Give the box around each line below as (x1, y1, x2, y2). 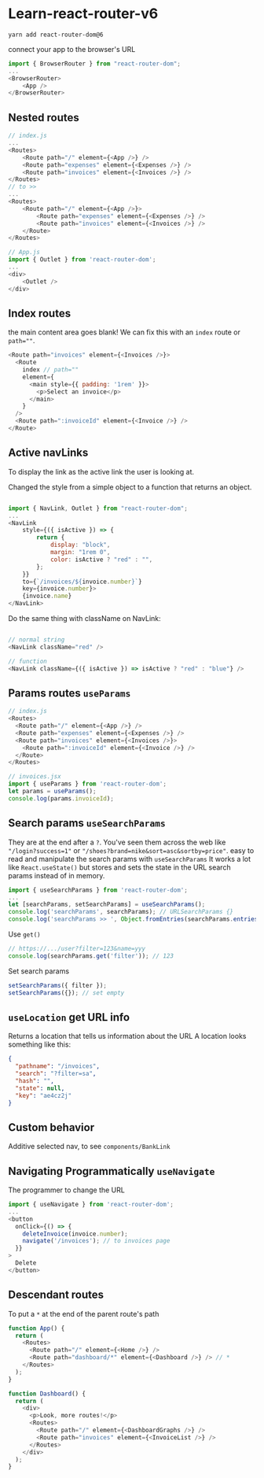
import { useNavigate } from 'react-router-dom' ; (8, 1201, 174, 1209)
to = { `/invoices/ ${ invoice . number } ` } (22, 578, 143, 586)
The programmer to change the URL (8, 1185, 126, 1195)
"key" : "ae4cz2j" (15, 1092, 72, 1099)
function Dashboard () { (8, 1390, 86, 1398)
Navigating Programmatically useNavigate (8, 1164, 215, 1177)
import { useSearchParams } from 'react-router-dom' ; (8, 886, 189, 894)
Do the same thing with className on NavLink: (8, 614, 161, 623)
